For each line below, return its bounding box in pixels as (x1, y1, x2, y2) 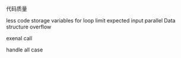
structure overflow (6, 23, 52, 30)
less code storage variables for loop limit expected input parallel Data (6, 17, 176, 24)
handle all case (6, 46, 43, 53)
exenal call (6, 35, 33, 41)
